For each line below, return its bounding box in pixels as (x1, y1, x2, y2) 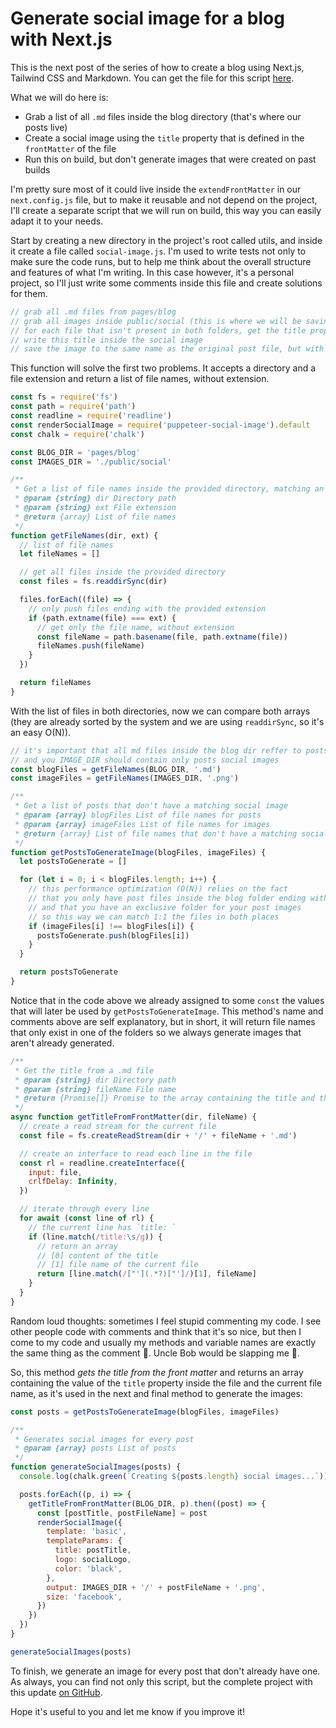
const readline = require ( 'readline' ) (10, 411, 172, 421)
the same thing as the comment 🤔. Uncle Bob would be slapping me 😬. (10, 1347, 301, 1359)
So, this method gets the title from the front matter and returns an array (10, 1366, 304, 1378)
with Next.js (10, 28, 113, 51)
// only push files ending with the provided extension (28, 603, 267, 614)
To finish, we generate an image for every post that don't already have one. (10, 1665, 321, 1677)
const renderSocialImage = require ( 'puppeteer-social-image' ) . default (10, 420, 311, 430)
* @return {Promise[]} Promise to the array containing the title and (14, 1093, 315, 1104)
